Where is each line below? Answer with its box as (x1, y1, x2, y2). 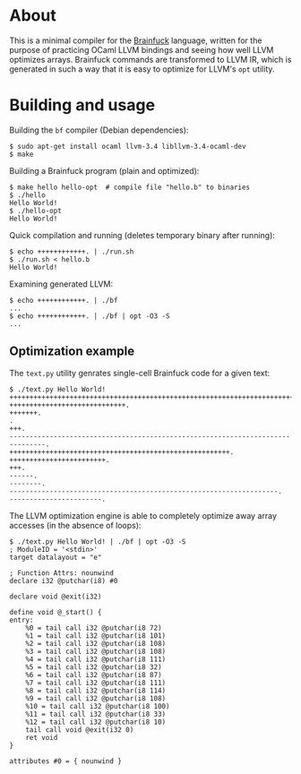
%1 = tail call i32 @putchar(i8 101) (25, 631, 167, 641)
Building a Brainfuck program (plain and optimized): (9, 165, 200, 176)
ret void (25, 733, 58, 742)
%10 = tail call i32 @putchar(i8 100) (25, 701, 170, 710)
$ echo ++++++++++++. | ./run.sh (9, 247, 134, 256)
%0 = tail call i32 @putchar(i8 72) (25, 623, 163, 632)
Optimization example (9, 344, 135, 359)
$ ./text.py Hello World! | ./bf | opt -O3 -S (9, 537, 186, 546)
